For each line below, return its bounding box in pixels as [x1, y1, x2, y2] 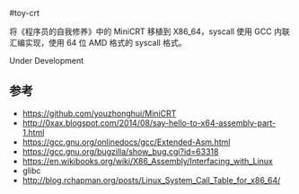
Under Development [9, 56, 84, 66]
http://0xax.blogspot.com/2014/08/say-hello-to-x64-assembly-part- [22, 117, 277, 128]
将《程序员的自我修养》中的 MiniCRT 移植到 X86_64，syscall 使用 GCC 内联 [9, 26, 290, 37]
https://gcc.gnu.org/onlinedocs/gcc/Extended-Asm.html [22, 137, 231, 147]
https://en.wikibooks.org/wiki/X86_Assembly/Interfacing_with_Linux [22, 155, 274, 166]
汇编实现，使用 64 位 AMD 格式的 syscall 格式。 [9, 38, 187, 48]
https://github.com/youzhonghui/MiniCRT [22, 108, 177, 119]
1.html [22, 127, 45, 137]
